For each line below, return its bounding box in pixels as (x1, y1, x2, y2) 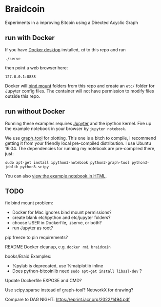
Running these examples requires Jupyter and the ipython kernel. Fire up (5, 120, 152, 126)
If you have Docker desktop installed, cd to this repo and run (5, 46, 126, 52)
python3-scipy (20, 164, 49, 169)
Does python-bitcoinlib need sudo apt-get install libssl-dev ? (12, 268, 142, 274)
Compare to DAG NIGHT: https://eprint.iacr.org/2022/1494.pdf (5, 297, 130, 303)
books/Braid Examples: (5, 253, 52, 260)
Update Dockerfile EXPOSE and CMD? (5, 278, 82, 284)
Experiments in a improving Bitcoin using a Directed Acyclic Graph (5, 20, 138, 25)
